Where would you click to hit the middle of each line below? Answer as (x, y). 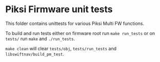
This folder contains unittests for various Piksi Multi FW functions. (75, 23)
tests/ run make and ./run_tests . (40, 39)
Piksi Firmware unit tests (59, 9)
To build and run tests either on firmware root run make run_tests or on (80, 33)
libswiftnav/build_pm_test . (35, 54)
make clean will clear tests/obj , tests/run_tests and (61, 48)
